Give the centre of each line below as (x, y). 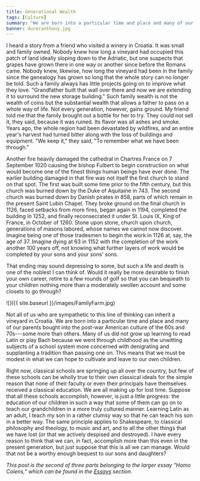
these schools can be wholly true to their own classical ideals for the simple (99, 377)
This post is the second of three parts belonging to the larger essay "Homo (99, 465)
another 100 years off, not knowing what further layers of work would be (95, 248)
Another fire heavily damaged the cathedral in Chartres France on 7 (89, 159)
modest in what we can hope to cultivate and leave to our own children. (94, 359)
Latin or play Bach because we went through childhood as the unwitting (94, 340)
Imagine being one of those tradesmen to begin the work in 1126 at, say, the (99, 235)
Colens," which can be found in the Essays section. (69, 471)
